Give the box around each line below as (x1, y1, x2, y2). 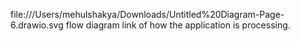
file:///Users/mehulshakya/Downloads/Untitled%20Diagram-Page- (10, 9, 285, 20)
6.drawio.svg (10, 19, 64, 31)
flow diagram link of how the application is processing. (65, 19, 291, 31)
